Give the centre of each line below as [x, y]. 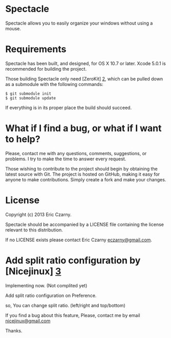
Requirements [36, 49]
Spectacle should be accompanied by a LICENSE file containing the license [84, 224]
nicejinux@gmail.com [28, 321]
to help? [23, 139]
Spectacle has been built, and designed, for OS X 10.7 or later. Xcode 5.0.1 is [86, 63]
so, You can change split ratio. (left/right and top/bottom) [65, 305]
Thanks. [14, 330]
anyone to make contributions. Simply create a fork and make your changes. [86, 179]
